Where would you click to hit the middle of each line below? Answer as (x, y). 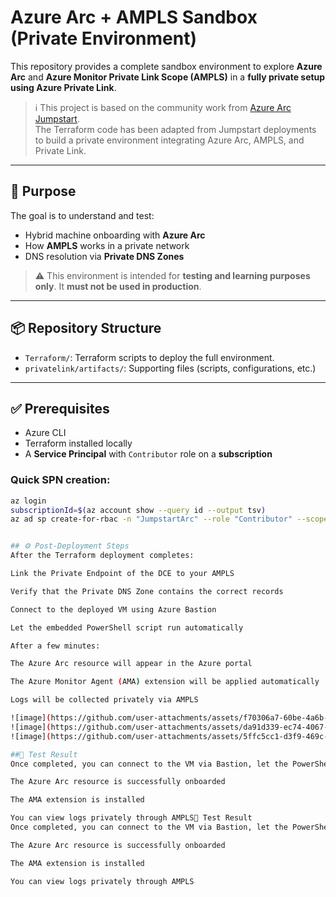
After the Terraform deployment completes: (102, 556)
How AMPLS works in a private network (107, 245)
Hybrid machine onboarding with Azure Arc (115, 235)
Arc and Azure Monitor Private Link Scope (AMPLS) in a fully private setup (168, 77)
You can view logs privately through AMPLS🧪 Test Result (131, 818)
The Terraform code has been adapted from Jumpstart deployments (175, 129)
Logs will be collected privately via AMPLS (104, 700)
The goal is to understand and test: (82, 215)
